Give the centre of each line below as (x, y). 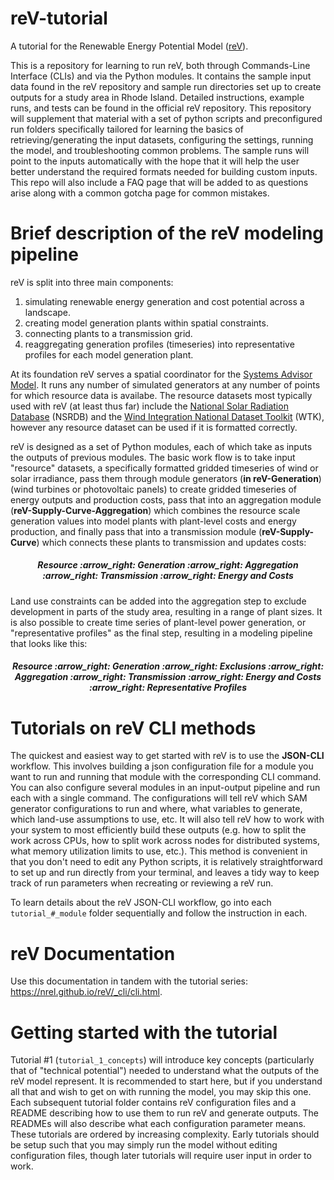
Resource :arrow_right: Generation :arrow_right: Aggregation (168, 565)
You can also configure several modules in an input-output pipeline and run (165, 788)
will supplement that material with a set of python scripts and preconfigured (166, 118)
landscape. (48, 312)
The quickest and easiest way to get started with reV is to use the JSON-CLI (167, 756)
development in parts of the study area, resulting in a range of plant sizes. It (166, 611)
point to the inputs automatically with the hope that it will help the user (155, 161)
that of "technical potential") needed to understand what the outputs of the (165, 1071)
